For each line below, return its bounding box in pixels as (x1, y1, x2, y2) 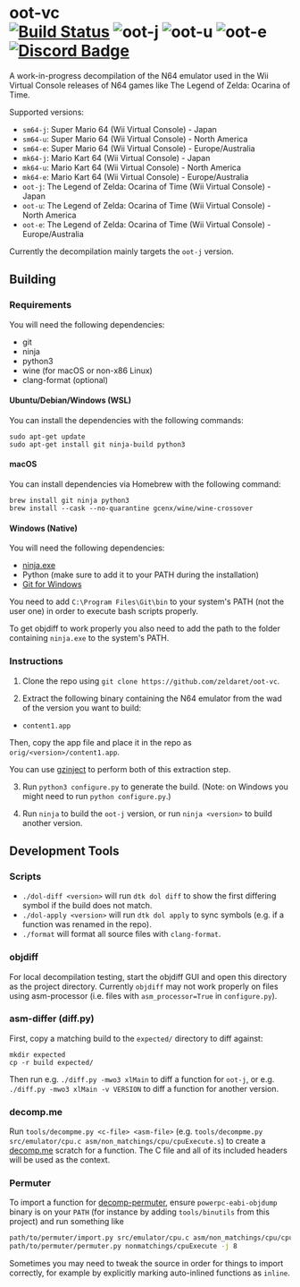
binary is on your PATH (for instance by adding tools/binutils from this (9, 1206, 271, 1217)
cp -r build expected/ (9, 1058, 94, 1067)
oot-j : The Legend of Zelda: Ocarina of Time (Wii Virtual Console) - (21, 181, 271, 192)
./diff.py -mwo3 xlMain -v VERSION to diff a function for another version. (9, 1083, 279, 1094)
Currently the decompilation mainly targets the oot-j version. (9, 245, 234, 257)
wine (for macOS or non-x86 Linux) (21, 365, 154, 376)
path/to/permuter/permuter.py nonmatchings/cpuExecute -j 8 (9, 1242, 238, 1251)
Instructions (9, 655, 64, 668)
